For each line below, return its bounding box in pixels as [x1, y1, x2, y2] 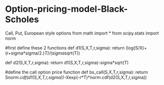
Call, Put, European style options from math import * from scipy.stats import [5, 30, 159, 36]
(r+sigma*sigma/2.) [5, 50, 45, 56]
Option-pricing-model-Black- [5, 3, 128, 15]
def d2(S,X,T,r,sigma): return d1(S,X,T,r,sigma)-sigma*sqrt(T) [5, 59, 129, 65]
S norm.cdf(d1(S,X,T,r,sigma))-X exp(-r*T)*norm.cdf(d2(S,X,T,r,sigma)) [5, 74, 147, 80]
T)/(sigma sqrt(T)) [44, 50, 80, 56]
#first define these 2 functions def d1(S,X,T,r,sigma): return [5, 45, 125, 51]
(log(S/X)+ [125, 45, 147, 51]
